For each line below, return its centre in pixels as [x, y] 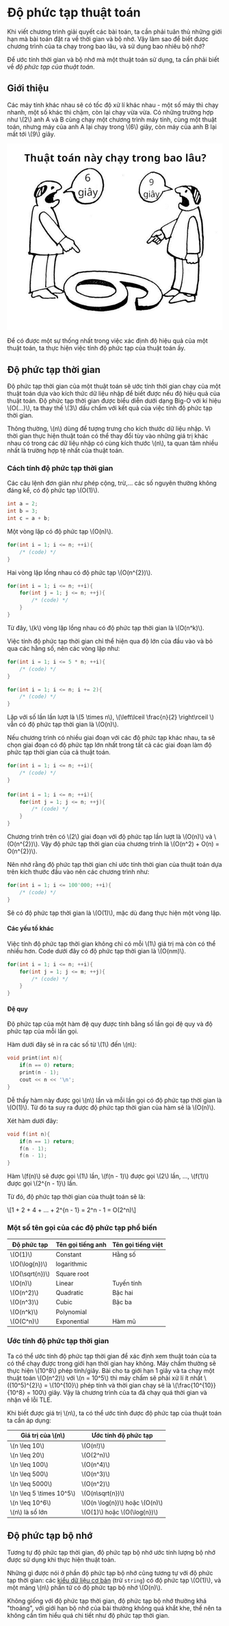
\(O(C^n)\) [25, 1321]
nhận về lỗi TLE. [30, 1400]
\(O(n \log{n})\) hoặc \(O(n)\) [122, 1503]
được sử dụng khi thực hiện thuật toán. [62, 1559]
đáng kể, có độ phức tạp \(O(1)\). [53, 490]
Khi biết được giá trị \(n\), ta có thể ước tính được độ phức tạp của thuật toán [114, 1413]
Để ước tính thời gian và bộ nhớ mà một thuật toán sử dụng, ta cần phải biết [113, 59]
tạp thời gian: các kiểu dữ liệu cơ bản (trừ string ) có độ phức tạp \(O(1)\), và [114, 1580]
